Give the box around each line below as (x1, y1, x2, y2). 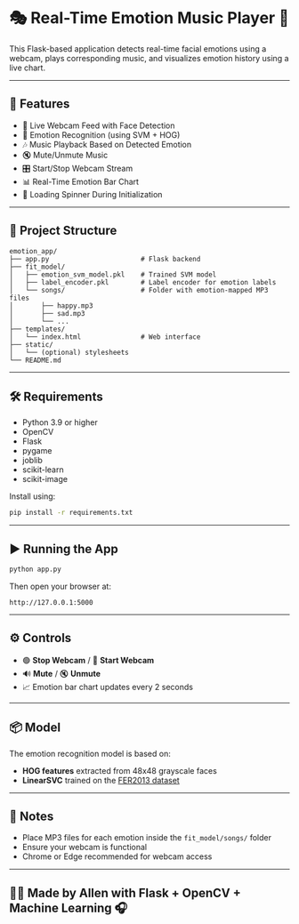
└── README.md (9, 356, 62, 365)
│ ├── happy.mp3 (9, 301, 93, 310)
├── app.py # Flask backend (9, 254, 201, 263)
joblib (21, 455, 43, 466)
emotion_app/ (9, 246, 58, 255)
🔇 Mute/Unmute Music (21, 149, 109, 160)
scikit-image (21, 474, 69, 485)
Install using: (9, 491, 56, 502)
